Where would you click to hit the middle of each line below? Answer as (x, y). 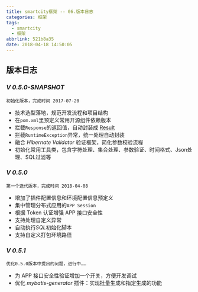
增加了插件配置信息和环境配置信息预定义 (64, 198)
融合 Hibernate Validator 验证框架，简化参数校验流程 (79, 142)
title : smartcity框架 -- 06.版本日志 (50, 12)
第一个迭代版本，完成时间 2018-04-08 (47, 186)
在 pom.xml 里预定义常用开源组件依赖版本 (63, 120)
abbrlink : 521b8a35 (30, 39)
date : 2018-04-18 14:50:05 (39, 45)
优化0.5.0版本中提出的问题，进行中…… (46, 264)
